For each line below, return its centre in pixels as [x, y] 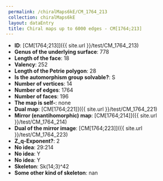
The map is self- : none [42, 103]
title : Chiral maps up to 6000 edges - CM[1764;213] [75, 28]
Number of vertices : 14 [43, 84]
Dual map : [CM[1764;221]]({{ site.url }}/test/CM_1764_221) [86, 109]
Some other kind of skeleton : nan [56, 173]
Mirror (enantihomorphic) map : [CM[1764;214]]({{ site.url [86, 116]
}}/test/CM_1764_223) [41, 135]
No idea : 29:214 [34, 147]
